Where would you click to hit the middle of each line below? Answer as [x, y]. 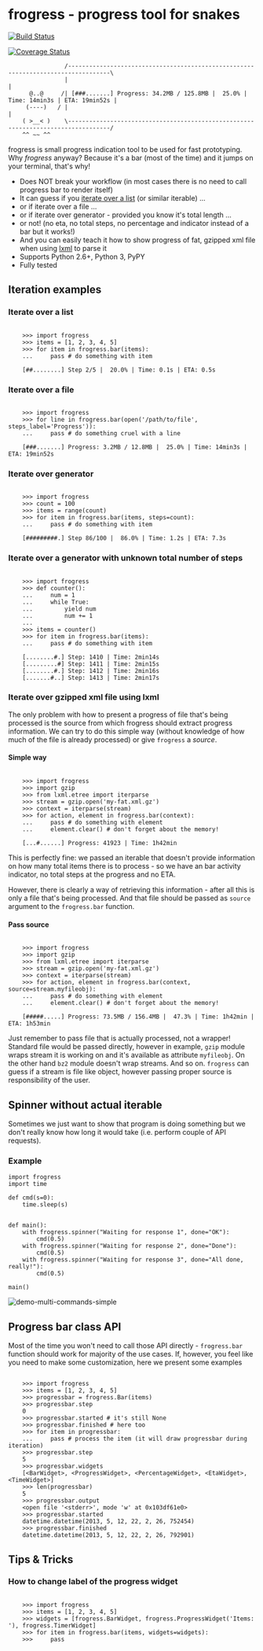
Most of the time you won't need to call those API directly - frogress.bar [126, 1346]
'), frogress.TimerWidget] [52, 1625]
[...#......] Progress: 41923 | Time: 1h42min [100, 844]
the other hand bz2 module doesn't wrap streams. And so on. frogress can [129, 1063]
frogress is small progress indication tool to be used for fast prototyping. [125, 149]
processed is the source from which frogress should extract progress [121, 722]
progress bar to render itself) [66, 190]
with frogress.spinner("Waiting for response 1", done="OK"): [126, 1232]
